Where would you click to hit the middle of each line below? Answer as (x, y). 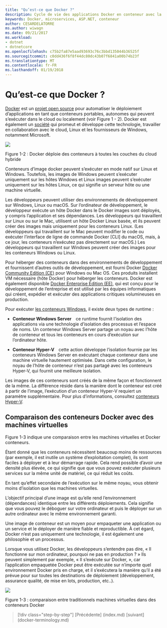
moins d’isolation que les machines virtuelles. (52, 488)
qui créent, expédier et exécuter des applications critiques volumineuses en (83, 294)
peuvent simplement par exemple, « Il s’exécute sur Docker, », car (73, 559)
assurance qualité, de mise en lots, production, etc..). (60, 581)
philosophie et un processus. (35, 539)
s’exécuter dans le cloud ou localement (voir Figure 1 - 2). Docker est (76, 119)
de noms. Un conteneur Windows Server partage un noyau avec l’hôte (84, 329)
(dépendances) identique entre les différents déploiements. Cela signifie (79, 503)
